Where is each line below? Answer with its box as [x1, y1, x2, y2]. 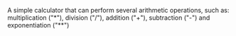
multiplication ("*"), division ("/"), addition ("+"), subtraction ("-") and [7, 13, 210, 22]
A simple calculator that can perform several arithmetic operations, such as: [7, 6, 230, 14]
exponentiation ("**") [7, 21, 70, 29]
